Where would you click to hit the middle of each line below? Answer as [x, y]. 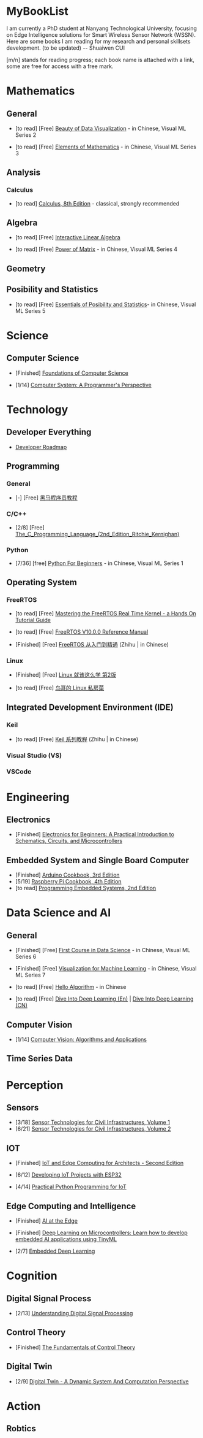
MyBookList [37, 11]
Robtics [21, 1428]
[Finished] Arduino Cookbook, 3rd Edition [68, 875]
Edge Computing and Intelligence [71, 1206]
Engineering [38, 797]
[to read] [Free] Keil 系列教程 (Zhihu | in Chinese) [77, 739]
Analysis [24, 173]
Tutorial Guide [33, 620]
